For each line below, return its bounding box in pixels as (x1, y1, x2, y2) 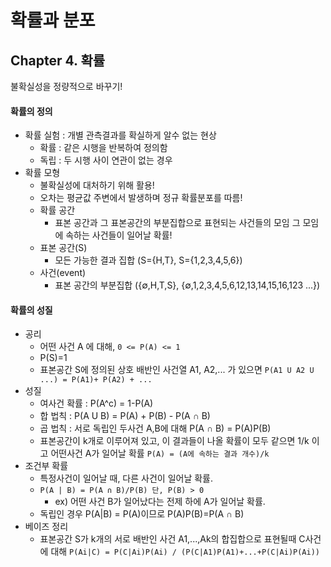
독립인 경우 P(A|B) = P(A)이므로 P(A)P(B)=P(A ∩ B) (39, 508, 245, 520)
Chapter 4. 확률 (10, 52, 106, 69)
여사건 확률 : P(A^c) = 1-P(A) (39, 397, 154, 410)
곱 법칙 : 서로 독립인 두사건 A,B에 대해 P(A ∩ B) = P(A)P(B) (39, 422, 272, 435)
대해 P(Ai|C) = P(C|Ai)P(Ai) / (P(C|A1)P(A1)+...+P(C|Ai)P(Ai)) (50, 546, 321, 558)
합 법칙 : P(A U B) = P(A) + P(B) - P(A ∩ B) (39, 410, 211, 422)
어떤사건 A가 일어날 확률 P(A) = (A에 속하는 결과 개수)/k (50, 447, 270, 460)
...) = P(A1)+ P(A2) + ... (39, 375, 153, 385)
